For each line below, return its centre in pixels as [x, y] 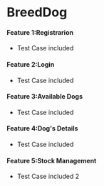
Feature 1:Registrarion [40, 32]
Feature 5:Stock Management [52, 160]
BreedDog [37, 12]
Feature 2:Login [31, 64]
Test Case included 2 [48, 176]
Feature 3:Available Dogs [45, 97]
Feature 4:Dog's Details [42, 128]
